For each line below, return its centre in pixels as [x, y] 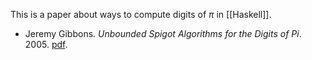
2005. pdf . [46, 44]
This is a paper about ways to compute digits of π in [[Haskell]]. [141, 14]
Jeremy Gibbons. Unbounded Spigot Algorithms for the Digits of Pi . [163, 33]
